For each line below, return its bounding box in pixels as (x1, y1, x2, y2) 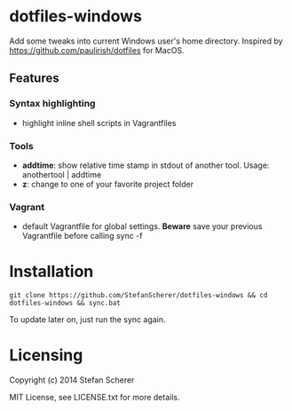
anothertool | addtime (21, 169, 102, 179)
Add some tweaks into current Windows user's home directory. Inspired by (9, 36, 283, 46)
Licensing (9, 345, 83, 366)
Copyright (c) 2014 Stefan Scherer (9, 375, 135, 385)
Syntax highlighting (9, 98, 96, 110)
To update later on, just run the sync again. (9, 314, 166, 325)
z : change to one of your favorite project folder (21, 178, 194, 189)
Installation (9, 262, 94, 281)
